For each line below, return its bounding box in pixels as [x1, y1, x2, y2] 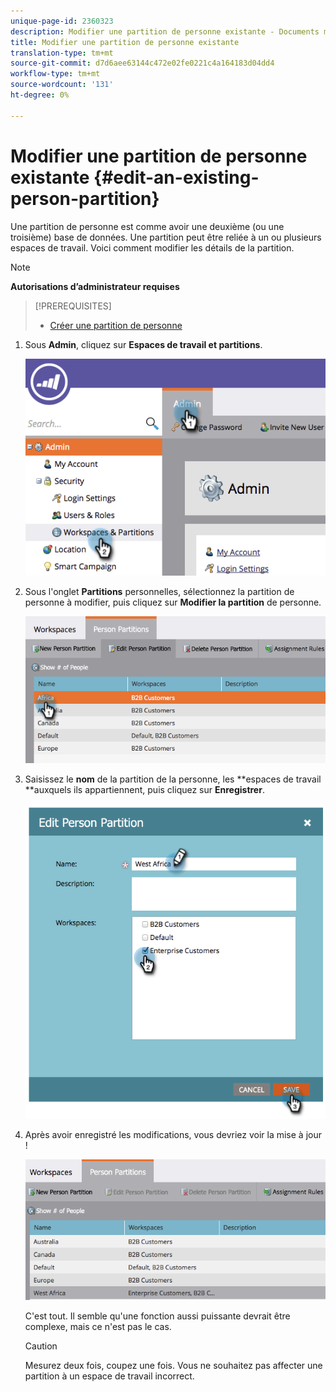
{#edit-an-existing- [93, 166, 260, 189]
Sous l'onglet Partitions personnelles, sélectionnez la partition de [24, 585, 295, 597]
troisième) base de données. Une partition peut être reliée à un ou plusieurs [10, 231, 322, 243]
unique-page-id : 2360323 [10, 16, 114, 26]
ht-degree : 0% [10, 90, 70, 100]
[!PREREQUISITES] [34, 300, 112, 312]
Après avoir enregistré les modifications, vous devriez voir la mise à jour [24, 1129, 322, 1141]
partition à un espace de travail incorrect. [24, 1370, 195, 1382]
